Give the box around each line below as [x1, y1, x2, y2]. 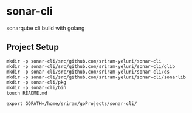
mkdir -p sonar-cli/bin [6, 84, 67, 91]
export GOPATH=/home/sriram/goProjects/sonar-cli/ [6, 100, 137, 107]
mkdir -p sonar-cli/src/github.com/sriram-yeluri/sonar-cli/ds [6, 69, 170, 75]
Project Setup [6, 42, 60, 52]
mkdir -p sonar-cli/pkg [6, 79, 67, 86]
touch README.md [6, 90, 47, 96]
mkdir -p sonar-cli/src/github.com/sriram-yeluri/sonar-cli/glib [6, 63, 175, 69]
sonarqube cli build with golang [6, 24, 85, 32]
